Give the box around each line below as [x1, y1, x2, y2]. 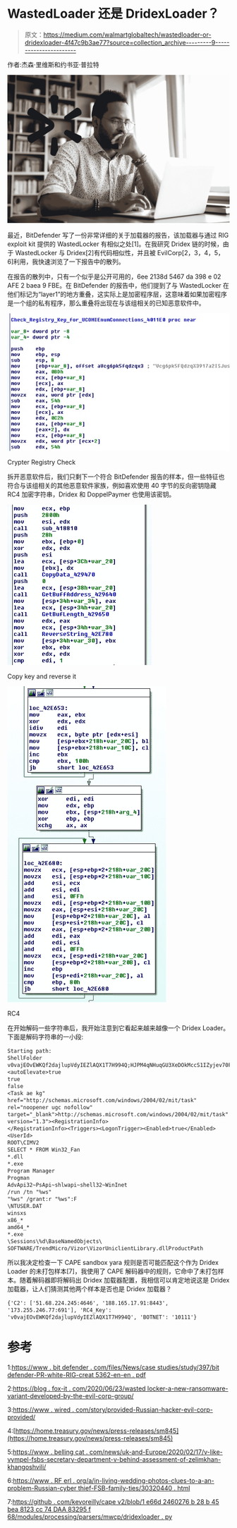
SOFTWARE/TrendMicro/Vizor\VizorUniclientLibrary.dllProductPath [7, 1245, 203, 1252]
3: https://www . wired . [7, 1405, 75, 1414]
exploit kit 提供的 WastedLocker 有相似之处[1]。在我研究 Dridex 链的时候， [7, 240, 224, 248]
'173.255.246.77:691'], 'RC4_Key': [7, 1307, 112, 1314]
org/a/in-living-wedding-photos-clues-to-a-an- [76, 1476, 215, 1484]
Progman [7, 1174, 30, 1181]
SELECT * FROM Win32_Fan [7, 1146, 80, 1153]
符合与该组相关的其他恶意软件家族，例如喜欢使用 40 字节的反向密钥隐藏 [7, 481, 217, 489]
